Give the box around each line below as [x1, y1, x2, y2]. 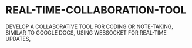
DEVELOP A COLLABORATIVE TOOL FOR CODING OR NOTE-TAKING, [5, 23, 174, 30]
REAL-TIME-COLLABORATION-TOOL [5, 4, 187, 17]
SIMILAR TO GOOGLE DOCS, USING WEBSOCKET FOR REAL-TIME [5, 29, 167, 36]
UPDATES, [5, 35, 31, 42]
